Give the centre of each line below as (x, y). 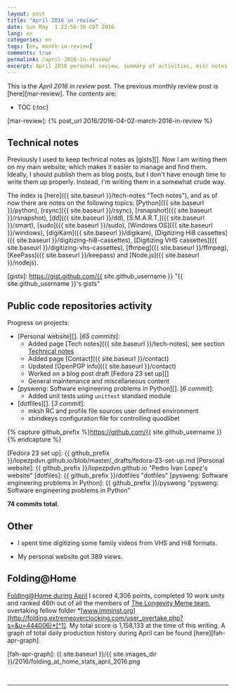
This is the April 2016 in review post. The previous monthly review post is (113, 86)
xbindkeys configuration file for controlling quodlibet (104, 418)
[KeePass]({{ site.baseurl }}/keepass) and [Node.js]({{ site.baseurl (103, 255)
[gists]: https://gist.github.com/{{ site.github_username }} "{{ (95, 276)
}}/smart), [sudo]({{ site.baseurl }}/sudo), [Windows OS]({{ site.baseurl (110, 225)
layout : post (26, 14)
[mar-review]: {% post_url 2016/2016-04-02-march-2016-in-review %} (110, 121)
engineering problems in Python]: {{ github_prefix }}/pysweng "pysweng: (113, 483)
